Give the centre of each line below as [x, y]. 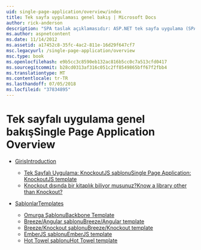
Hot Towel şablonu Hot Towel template [71, 240]
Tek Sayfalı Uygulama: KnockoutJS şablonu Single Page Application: [107, 173]
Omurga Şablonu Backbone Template [69, 215]
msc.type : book [25, 56]
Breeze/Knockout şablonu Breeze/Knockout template [89, 227]
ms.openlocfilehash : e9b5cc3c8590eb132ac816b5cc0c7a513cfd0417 [87, 62]
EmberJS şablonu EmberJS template [68, 234]
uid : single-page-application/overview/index [64, 12]
